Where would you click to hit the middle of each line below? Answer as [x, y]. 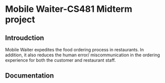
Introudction [25, 38]
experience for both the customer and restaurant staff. [61, 60]
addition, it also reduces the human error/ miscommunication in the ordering [82, 55]
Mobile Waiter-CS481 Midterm [69, 9]
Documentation [30, 76]
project [20, 20]
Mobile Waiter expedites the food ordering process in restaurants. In [75, 50]
